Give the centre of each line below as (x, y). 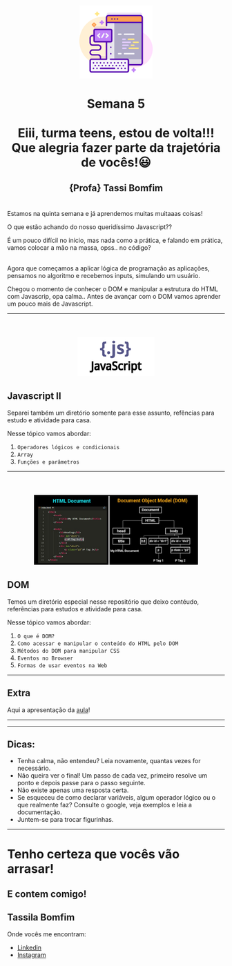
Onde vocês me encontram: (47, 934)
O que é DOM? (36, 636)
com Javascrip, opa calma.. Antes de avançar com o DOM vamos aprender (114, 296)
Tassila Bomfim (41, 917)
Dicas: (21, 744)
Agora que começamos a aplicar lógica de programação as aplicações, (108, 268)
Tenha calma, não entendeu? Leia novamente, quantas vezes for (109, 761)
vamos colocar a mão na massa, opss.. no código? (79, 247)
